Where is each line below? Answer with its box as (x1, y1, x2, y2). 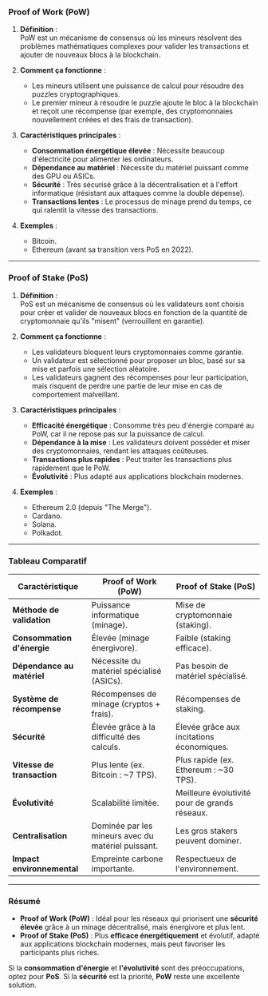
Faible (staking (175, 632, 231, 643)
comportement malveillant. (31, 389, 120, 399)
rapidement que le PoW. (31, 463, 111, 472)
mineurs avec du (91, 830, 154, 841)
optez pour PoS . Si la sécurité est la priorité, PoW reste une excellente (8, 972, 241, 982)
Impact (12, 853, 40, 864)
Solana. (31, 519, 57, 529)
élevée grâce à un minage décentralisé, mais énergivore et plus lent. (19, 922, 246, 932)
